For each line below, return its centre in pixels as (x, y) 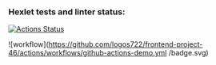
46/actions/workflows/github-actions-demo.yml (88, 53)
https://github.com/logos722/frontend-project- (126, 44)
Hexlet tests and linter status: (67, 12)
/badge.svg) (189, 53)
